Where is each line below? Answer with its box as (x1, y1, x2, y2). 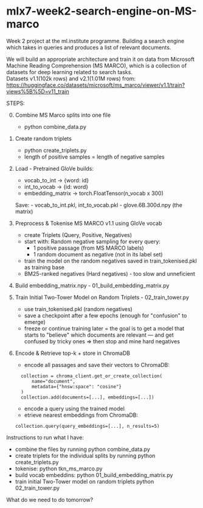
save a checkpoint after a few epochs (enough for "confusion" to (24, 312, 187, 319)
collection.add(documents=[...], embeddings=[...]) (21, 394, 154, 400)
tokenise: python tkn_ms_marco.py (15, 465, 103, 472)
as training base (24, 263, 65, 271)
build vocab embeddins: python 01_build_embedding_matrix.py (15, 471, 173, 478)
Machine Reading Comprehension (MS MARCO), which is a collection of (6, 62, 187, 69)
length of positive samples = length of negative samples (24, 153, 165, 160)
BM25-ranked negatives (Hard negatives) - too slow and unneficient (24, 270, 196, 277)
